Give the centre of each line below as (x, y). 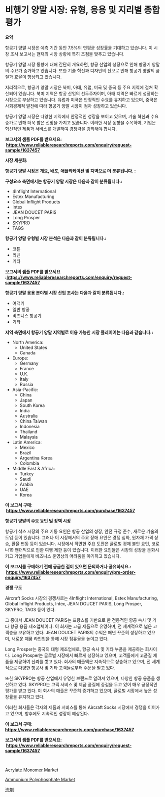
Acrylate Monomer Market (32, 770)
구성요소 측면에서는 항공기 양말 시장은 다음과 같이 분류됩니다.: (64, 181)
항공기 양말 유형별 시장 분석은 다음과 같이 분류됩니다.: (56, 238)
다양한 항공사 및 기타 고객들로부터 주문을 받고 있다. (67, 668)
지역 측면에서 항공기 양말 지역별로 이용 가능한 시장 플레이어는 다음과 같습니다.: (79, 332)
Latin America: (27, 442)
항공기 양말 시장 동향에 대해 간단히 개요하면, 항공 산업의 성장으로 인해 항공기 (78, 64)
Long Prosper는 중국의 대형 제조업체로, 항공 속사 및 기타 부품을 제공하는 (75, 649)
